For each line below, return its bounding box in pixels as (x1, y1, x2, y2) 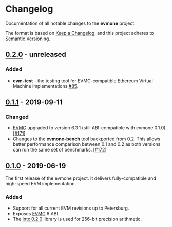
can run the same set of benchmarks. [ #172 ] (12, 147, 107, 153)
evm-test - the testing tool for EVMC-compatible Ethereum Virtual (12, 78, 153, 84)
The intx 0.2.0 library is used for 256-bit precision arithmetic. (12, 216, 142, 222)
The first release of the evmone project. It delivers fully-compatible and (5, 175, 157, 181)
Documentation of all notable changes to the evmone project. (5, 20, 136, 26)
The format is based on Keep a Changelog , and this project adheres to (5, 30, 154, 36)
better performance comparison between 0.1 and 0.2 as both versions (12, 141, 161, 147)
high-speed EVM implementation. (5, 181, 77, 187)
